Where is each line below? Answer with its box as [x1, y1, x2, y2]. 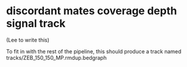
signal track [6, 17, 66, 30]
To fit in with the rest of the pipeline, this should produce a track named [6, 47, 182, 55]
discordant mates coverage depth [6, 4, 177, 18]
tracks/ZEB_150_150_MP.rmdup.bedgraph [6, 54, 107, 61]
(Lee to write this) [6, 36, 49, 43]
